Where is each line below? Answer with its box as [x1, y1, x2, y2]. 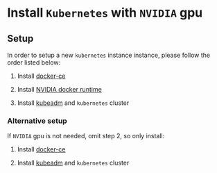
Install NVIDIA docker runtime [17, 85, 102, 93]
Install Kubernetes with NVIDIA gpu [7, 5, 203, 21]
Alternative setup [7, 116, 67, 126]
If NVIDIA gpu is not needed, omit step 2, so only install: [7, 132, 165, 140]
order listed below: [7, 58, 61, 67]
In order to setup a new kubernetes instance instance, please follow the [7, 51, 210, 59]
